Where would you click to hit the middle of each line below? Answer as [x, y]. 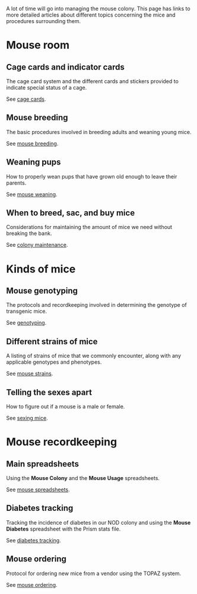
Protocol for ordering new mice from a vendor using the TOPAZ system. [94, 573]
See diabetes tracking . [34, 540]
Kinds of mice [41, 269]
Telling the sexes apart [49, 392]
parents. [16, 183]
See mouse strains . [30, 374]
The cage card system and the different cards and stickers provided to [93, 81]
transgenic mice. [27, 312]
